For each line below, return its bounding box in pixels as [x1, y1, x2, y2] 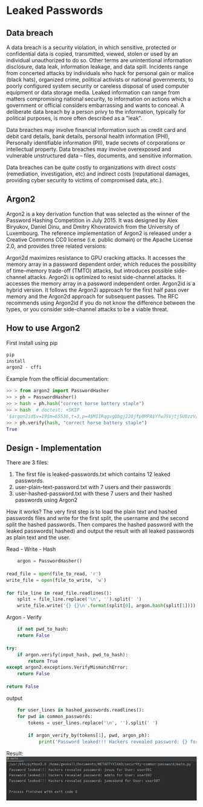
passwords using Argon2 [14, 496, 78, 504]
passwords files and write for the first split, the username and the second [6, 515, 189, 522]
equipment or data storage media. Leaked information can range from [6, 89, 180, 96]
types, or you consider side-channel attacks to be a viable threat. [6, 305, 169, 312]
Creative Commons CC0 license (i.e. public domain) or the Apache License [6, 236, 193, 243]
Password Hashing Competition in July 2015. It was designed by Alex [6, 216, 178, 224]
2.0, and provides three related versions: [6, 242, 107, 249]
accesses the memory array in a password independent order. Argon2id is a [6, 280, 196, 287]
